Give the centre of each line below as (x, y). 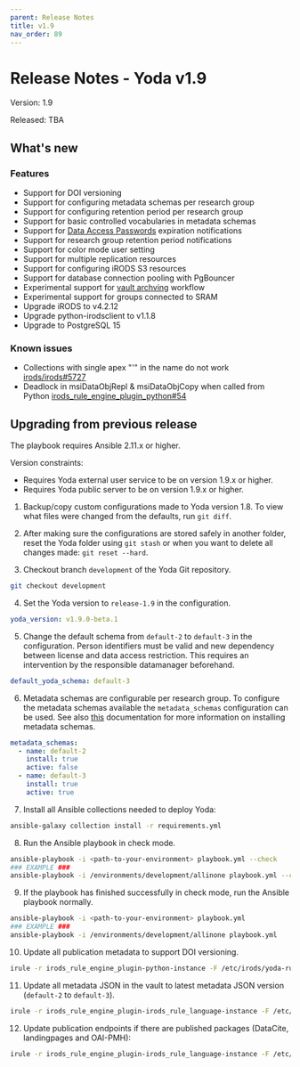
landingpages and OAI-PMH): (77, 1038)
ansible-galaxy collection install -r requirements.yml (116, 826)
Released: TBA (37, 120)
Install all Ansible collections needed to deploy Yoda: (119, 809)
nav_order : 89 (36, 34)
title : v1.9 (32, 26)
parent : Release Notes (52, 17)
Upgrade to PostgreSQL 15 (72, 325)
